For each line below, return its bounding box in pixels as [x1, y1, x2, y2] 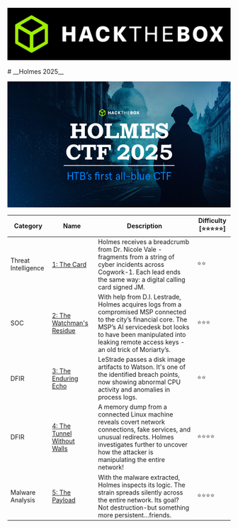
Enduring [52, 374, 79, 383]
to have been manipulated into [98, 330, 186, 339]
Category [13, 221, 42, 231]
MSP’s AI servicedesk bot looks [98, 322, 190, 331]
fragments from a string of [98, 253, 175, 261]
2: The [52, 312, 71, 320]
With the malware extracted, [98, 473, 181, 481]
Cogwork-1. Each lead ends [98, 268, 181, 276]
